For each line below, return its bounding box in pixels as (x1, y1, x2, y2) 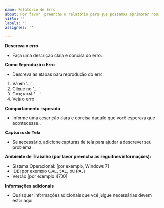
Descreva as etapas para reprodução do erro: (12, 71, 104, 77)
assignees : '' (5, 25, 34, 30)
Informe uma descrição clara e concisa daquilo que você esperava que (12, 115, 155, 121)
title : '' (5, 16, 25, 21)
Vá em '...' (12, 81, 32, 87)
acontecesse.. (12, 120, 41, 126)
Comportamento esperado (5, 106, 60, 112)
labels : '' (5, 20, 27, 26)
